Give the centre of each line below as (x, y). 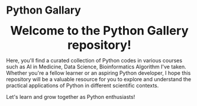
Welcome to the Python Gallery (99, 31)
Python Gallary (43, 10)
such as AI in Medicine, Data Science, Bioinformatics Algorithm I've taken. (96, 67)
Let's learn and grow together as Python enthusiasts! (71, 97)
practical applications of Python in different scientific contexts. (83, 85)
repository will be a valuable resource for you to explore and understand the (99, 79)
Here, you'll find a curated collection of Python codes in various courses (94, 60)
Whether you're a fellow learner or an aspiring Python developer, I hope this (98, 73)
